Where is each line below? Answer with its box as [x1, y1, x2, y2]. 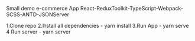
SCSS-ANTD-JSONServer [6, 11, 70, 18]
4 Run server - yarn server [6, 28, 71, 35]
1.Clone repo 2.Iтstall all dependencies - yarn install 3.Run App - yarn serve [6, 23, 189, 29]
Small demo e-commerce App [6, 5, 79, 12]
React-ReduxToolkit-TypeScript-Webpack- [80, 5, 183, 12]
